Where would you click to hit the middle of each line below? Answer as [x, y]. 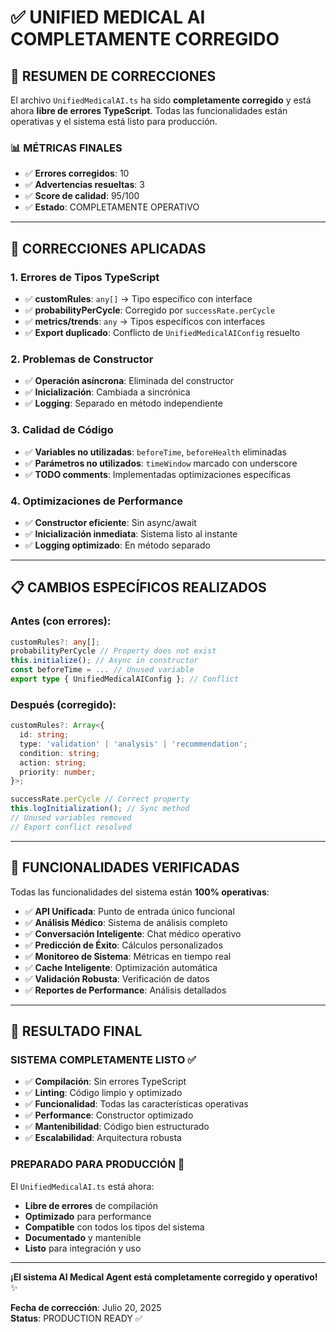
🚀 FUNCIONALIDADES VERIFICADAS [125, 867]
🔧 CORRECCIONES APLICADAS [108, 248]
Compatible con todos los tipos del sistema [114, 1227]
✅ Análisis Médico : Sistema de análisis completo [126, 922]
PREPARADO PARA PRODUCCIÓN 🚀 [97, 1164]
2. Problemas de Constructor [82, 359]
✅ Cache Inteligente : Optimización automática [121, 967]
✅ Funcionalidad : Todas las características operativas [136, 1104]
